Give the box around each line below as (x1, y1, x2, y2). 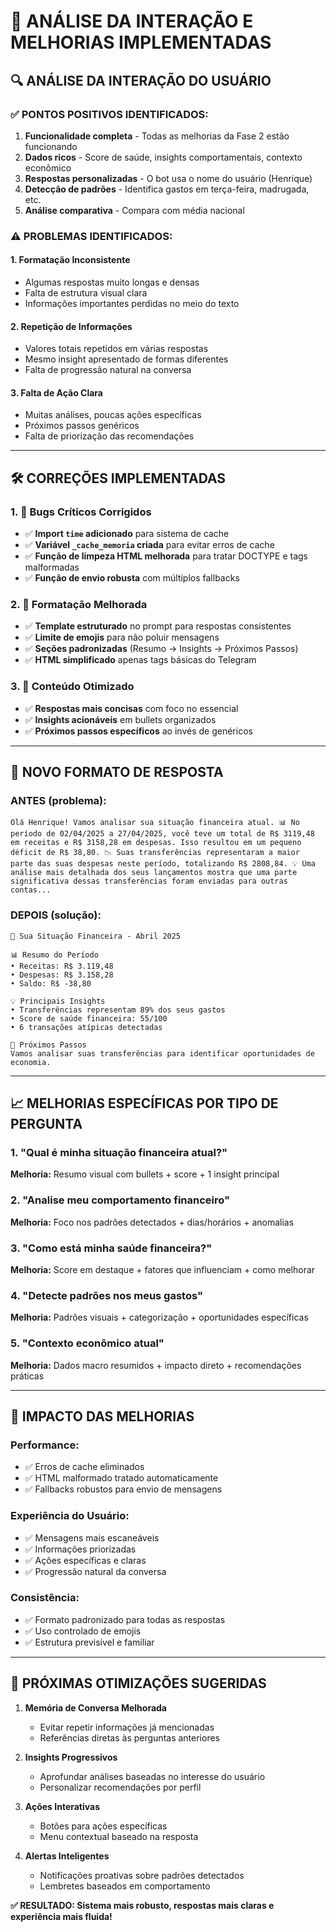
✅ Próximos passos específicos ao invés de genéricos (24, 725, 253, 737)
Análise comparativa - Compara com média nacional (24, 204, 245, 216)
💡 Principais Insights (10, 996, 106, 1006)
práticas (10, 1370, 45, 1382)
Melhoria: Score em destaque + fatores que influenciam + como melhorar (10, 1263, 316, 1275)
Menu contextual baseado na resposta (39, 1830, 199, 1842)
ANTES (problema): (10, 794, 107, 807)
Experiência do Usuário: (10, 1509, 130, 1523)
